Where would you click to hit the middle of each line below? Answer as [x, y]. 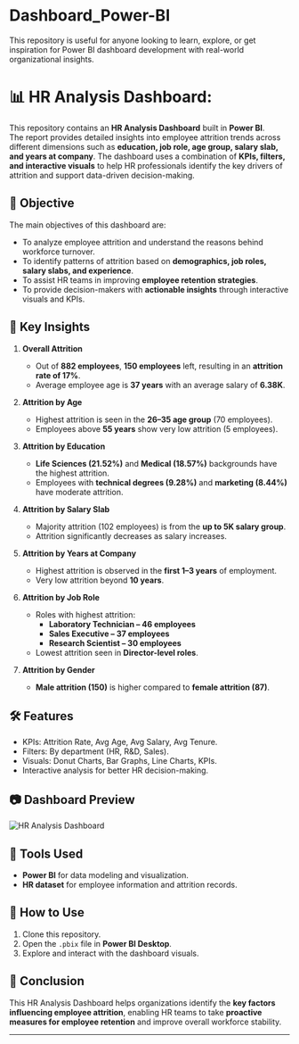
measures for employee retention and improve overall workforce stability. [145, 1022]
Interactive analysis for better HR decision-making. [115, 771]
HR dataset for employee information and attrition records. [129, 884]
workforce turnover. [58, 252]
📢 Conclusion [47, 981]
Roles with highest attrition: [85, 614]
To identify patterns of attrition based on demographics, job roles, [144, 261]
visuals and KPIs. [53, 299]
